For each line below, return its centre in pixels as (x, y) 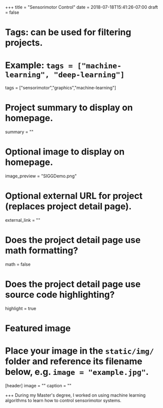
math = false (18, 264)
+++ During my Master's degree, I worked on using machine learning (75, 395)
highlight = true (21, 308)
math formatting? (41, 251)
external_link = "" (23, 220)
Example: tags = (39, 65)
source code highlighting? (60, 295)
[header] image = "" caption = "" (38, 385)
